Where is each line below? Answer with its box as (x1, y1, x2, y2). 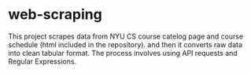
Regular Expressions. (8, 57, 77, 66)
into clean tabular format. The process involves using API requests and (8, 48, 238, 57)
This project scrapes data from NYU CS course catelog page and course (8, 31, 244, 41)
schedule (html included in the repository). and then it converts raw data (8, 39, 242, 49)
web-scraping (8, 6, 102, 24)
